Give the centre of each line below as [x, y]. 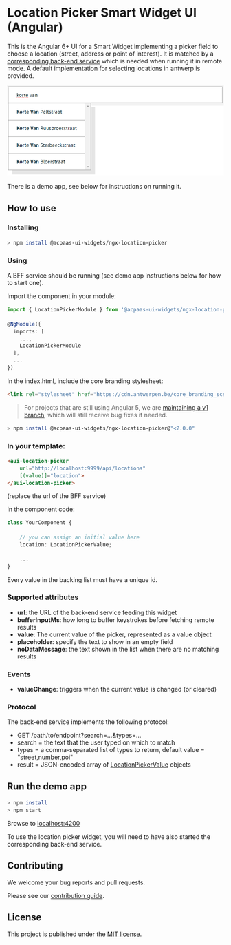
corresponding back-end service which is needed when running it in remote [115, 61]
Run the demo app [47, 786]
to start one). [25, 283]
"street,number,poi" [45, 757]
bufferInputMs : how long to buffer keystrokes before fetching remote [115, 620]
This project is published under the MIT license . [75, 934]
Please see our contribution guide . [56, 895]
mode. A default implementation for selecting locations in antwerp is [104, 68]
